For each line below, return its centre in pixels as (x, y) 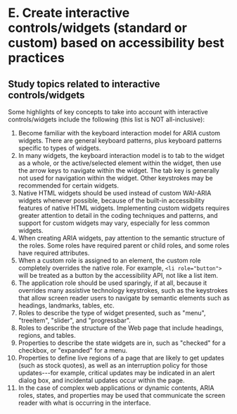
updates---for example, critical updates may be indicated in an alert (116, 373)
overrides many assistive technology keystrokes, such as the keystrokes (123, 290)
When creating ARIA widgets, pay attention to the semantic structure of (121, 238)
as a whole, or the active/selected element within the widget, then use (120, 163)
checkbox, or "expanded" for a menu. (73, 350)
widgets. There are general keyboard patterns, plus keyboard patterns (120, 140)
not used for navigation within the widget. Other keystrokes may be (115, 178)
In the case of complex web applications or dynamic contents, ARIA (116, 388)
